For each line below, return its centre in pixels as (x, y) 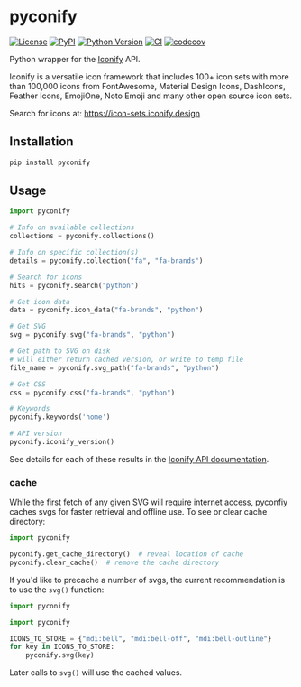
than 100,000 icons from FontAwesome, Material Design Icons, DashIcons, (147, 86)
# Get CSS (28, 384)
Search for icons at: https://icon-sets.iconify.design (105, 113)
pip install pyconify (50, 162)
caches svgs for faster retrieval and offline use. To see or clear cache (138, 512)
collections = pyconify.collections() (82, 237)
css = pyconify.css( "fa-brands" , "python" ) (92, 393)
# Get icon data (40, 302)
